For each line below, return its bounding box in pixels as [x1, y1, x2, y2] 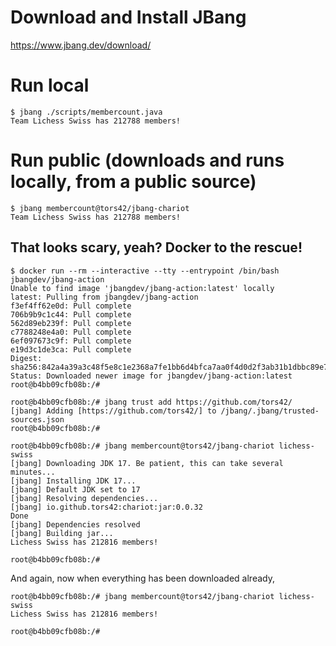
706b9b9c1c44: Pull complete [10, 309, 132, 320]
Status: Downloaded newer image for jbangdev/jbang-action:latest [10, 371, 293, 381]
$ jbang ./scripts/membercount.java [10, 107, 163, 117]
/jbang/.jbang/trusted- [220, 406, 320, 416]
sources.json [10, 414, 65, 425]
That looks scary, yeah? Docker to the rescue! [10, 239, 303, 256]
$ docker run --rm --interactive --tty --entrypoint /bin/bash [10, 266, 280, 276]
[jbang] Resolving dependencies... [10, 493, 159, 503]
